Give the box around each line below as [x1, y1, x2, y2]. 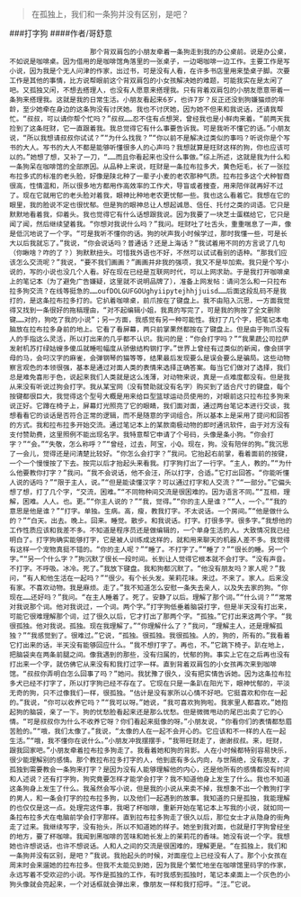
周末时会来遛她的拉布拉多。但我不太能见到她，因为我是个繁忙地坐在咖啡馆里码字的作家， [9, 861, 290, 870]
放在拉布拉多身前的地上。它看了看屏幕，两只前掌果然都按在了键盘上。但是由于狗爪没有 [15, 325, 290, 334]
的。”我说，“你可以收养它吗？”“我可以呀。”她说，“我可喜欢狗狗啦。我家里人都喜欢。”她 [9, 698, 282, 707]
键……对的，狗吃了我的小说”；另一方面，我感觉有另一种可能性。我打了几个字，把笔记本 [9, 315, 283, 324]
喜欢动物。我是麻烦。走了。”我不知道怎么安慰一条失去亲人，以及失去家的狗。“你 [35, 584, 288, 593]
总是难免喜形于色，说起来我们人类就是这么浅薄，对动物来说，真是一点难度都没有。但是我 [9, 373, 290, 382]
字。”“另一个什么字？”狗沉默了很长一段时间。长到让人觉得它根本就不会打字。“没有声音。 [9, 555, 290, 564]
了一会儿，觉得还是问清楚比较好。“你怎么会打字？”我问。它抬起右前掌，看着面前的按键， [9, 449, 292, 458]
